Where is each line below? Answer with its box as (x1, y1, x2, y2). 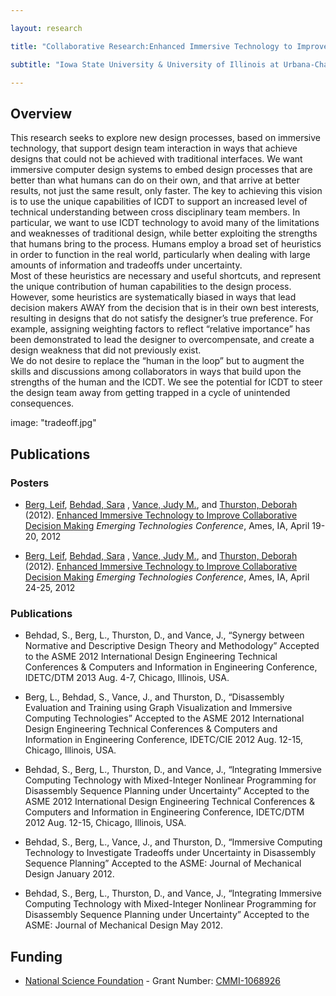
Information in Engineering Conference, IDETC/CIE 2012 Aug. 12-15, (24, 734, 303, 746)
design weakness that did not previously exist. (10, 344, 202, 356)
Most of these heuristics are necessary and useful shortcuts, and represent (10, 270, 322, 282)
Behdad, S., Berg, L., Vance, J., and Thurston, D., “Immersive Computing (24, 836, 323, 848)
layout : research (10, 23, 83, 33)
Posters (10, 476, 50, 490)
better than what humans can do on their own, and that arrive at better (10, 174, 300, 186)
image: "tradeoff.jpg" (10, 417, 97, 429)
